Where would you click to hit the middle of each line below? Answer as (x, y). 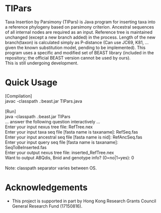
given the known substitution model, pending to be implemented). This (75, 47)
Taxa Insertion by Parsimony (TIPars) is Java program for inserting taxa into (80, 22)
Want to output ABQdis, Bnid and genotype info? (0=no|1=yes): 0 (70, 157)
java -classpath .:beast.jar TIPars (38, 116)
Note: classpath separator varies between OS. (51, 168)
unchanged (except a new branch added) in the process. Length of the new (80, 37)
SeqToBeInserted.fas (26, 147)
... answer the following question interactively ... (53, 122)
